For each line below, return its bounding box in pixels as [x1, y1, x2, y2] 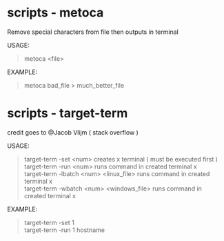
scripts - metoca [7, 5, 104, 21]
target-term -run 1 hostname [23, 226, 105, 234]
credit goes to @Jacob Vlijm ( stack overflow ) [7, 128, 139, 136]
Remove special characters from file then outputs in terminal [7, 28, 179, 36]
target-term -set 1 [23, 218, 74, 226]
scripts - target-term [7, 106, 128, 122]
